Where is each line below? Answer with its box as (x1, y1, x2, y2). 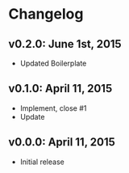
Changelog (8, 5, 84, 23)
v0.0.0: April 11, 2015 (8, 135, 115, 150)
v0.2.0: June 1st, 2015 (8, 37, 123, 51)
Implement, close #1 (19, 103, 87, 113)
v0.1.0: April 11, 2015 (8, 82, 113, 95)
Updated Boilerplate (19, 58, 87, 68)
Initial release (19, 157, 64, 167)
